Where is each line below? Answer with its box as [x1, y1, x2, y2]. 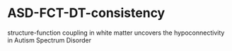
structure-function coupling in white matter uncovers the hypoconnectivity [7, 28, 225, 37]
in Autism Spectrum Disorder [7, 35, 92, 44]
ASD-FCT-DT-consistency [7, 5, 166, 21]
